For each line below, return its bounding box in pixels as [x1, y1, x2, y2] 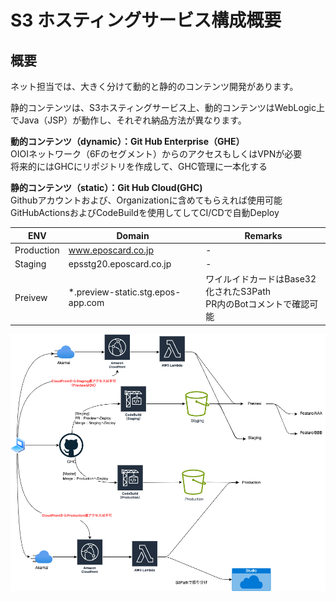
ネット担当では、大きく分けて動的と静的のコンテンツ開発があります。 [10, 81, 299, 92]
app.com [68, 297, 105, 309]
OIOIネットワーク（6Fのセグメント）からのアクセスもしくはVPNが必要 [10, 148, 303, 160]
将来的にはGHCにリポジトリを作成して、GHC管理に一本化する [10, 161, 268, 172]
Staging [14, 258, 47, 270]
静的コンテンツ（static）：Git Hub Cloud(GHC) [10, 182, 203, 193]
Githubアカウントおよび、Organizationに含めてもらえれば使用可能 [10, 194, 283, 206]
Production [14, 244, 60, 256]
